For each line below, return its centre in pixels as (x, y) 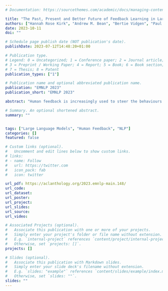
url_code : (15, 188)
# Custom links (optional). (34, 147)
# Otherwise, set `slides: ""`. (41, 276)
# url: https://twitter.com (37, 165)
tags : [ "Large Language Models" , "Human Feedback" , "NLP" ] (68, 128)
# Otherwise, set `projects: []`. (43, 244)
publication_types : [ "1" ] (32, 74)
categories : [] (21, 133)
